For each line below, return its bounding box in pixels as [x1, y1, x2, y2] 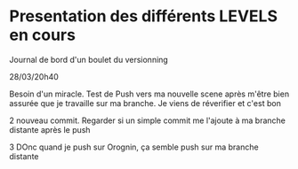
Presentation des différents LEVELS [9, 6, 278, 27]
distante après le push [9, 124, 91, 134]
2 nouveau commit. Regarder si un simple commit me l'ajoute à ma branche [9, 115, 286, 126]
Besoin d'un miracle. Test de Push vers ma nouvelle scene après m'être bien [9, 88, 290, 99]
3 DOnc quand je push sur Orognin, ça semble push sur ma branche [9, 142, 260, 152]
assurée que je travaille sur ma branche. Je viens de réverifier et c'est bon [9, 97, 282, 108]
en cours [9, 25, 76, 45]
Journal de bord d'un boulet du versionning [9, 54, 169, 65]
